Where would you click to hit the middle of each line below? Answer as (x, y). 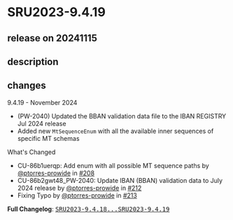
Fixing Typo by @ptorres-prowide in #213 (77, 195)
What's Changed (31, 152)
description (33, 61)
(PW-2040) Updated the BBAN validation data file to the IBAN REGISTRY (122, 116)
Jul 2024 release (42, 123)
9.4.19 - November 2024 (42, 102)
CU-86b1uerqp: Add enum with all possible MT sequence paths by (113, 165)
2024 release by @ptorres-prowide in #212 (79, 188)
